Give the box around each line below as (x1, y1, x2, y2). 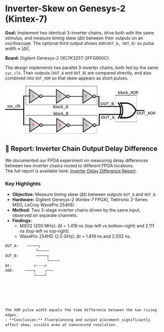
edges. (5, 313, 19, 318)
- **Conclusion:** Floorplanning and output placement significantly (5, 318, 151, 323)
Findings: (12, 218, 32, 223)
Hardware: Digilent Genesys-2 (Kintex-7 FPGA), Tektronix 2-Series (12, 197, 148, 203)
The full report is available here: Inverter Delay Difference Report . (5, 168, 137, 174)
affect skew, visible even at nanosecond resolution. (5, 323, 118, 328)
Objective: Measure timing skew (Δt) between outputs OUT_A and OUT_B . (12, 191, 157, 197)
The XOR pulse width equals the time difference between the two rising (5, 308, 157, 313)
